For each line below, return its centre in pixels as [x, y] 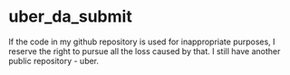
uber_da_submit [70, 17]
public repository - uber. [54, 61]
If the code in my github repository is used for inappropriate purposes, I [142, 42]
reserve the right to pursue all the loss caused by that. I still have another [145, 51]
